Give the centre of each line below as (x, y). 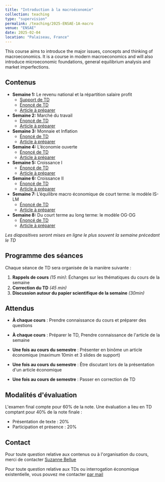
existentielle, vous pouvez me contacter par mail (54, 474)
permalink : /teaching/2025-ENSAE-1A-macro (49, 23)
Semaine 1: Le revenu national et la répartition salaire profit (72, 94)
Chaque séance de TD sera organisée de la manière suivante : (68, 267)
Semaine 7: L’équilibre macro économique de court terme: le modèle (82, 194)
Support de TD (35, 100)
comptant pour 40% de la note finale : (44, 412)
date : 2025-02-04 (23, 33)
